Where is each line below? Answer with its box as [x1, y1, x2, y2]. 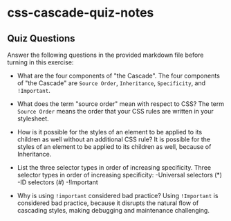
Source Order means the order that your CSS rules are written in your [17, 107, 214, 115]
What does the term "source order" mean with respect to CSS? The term [17, 100, 225, 108]
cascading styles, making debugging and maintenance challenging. [17, 206, 210, 214]
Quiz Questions [7, 33, 75, 44]
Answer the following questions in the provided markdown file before [7, 51, 204, 59]
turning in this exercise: [7, 58, 74, 67]
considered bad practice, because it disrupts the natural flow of [17, 199, 199, 207]
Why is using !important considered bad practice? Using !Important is [17, 192, 219, 200]
